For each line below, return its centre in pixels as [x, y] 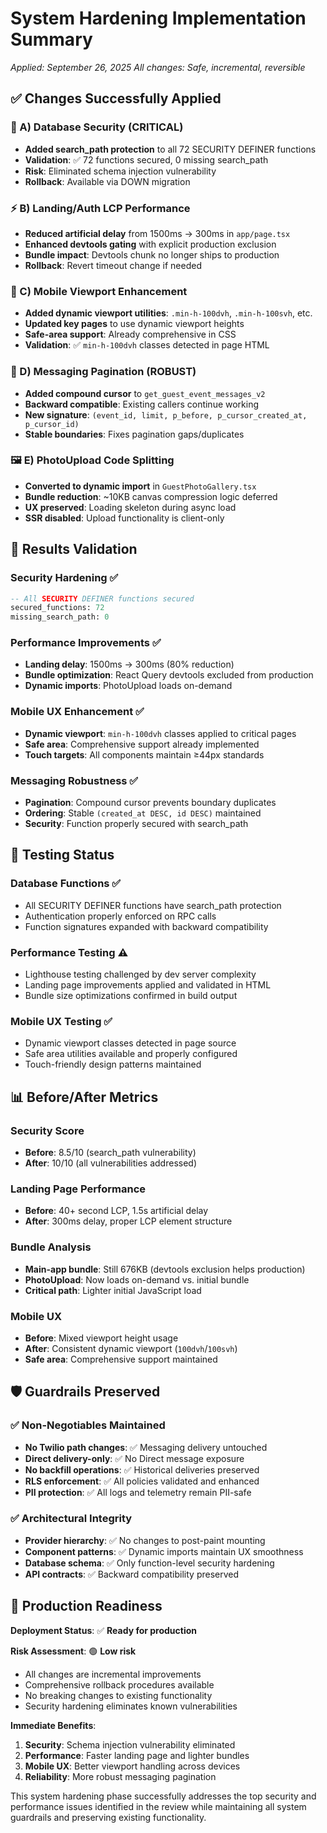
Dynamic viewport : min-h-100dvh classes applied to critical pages [160, 733]
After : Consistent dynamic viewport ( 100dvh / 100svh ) [131, 1348]
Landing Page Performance [78, 1189]
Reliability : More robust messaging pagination [120, 1776]
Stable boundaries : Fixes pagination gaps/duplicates [134, 434]
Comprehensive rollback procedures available [119, 1684]
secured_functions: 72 [57, 608]
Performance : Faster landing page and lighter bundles [137, 1755]
